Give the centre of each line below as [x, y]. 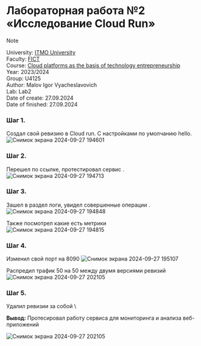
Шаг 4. [16, 245]
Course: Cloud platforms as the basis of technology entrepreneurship [93, 65]
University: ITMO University [41, 52]
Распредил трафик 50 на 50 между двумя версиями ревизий [86, 271]
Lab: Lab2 [19, 91]
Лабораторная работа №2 [76, 11]
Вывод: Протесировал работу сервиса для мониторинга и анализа [94, 318]
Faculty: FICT [23, 59]
